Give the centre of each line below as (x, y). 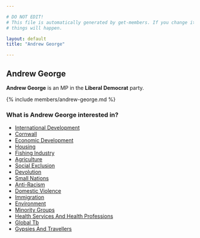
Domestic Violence (38, 191)
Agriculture (29, 159)
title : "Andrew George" (36, 44)
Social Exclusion (35, 166)
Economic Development (44, 140)
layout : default (26, 39)
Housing (25, 147)
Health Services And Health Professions (64, 216)
